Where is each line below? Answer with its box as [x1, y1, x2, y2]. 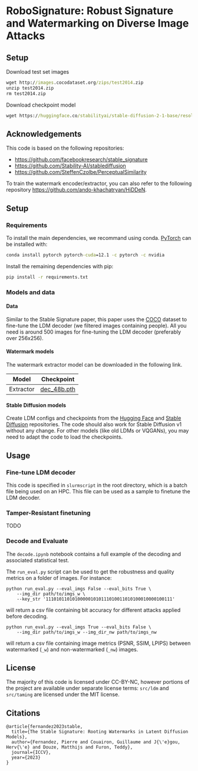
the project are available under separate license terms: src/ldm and [6, 685, 169, 692]
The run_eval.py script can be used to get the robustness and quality [6, 568, 174, 575]
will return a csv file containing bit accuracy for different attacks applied [6, 606, 181, 614]
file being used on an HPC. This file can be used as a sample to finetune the [6, 487, 190, 495]
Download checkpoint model [6, 101, 76, 108]
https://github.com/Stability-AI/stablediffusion [14, 162, 127, 169]
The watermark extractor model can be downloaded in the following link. [6, 361, 183, 368]
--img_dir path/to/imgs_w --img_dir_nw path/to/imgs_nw [16, 629, 157, 635]
